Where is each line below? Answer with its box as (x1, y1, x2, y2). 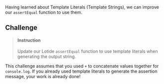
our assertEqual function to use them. (5, 9, 83, 15)
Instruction (17, 37, 41, 43)
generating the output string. (17, 54, 76, 59)
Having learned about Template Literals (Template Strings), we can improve (5, 4, 160, 10)
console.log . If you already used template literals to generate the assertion (5, 68, 158, 74)
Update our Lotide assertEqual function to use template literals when (17, 48, 158, 54)
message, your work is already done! (5, 73, 81, 79)
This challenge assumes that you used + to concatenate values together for (5, 63, 159, 69)
